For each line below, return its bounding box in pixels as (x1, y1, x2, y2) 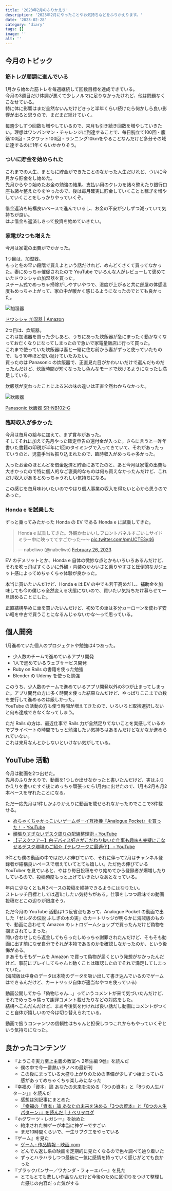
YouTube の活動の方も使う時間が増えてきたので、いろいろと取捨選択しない (5, 702, 164, 709)
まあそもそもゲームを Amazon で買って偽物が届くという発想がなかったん (5, 953, 160, 960)
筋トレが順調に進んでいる (5, 73, 68, 80)
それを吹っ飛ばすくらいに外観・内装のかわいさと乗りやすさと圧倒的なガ (5, 564, 158, 570)
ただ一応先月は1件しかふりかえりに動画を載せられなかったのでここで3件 (5, 801, 159, 807)
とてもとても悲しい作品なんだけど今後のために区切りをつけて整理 (20, 1174, 160, 1180)
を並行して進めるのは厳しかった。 (5, 696, 78, 702)
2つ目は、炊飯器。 (5, 327, 45, 333)
